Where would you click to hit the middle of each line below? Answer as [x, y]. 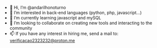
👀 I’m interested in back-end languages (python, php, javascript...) [76, 13]
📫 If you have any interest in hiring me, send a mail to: [64, 33]
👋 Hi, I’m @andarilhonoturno [38, 8]
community [21, 28]
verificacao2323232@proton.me [42, 40]
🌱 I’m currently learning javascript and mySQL [55, 18]
